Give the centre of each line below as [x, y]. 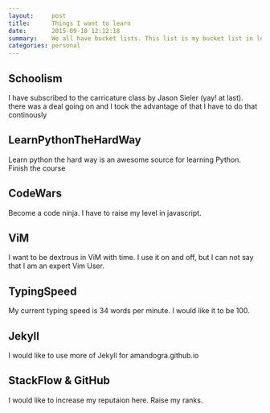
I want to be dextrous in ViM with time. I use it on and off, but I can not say [131, 258]
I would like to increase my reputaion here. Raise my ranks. [106, 400]
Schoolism [35, 78]
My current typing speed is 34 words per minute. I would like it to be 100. [129, 311]
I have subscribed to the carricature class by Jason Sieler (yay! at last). [126, 97]
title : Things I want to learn [70, 23]
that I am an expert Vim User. [56, 266]
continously [28, 114]
